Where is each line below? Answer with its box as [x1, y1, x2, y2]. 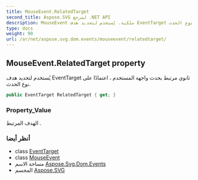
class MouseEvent [14, 154, 60, 161]
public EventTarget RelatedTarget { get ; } [6, 91, 116, 98]
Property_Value [6, 106, 52, 114]
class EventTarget [14, 148, 59, 155]
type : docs [6, 25, 33, 31]
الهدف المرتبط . [6, 119, 42, 127]
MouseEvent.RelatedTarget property [6, 58, 146, 68]
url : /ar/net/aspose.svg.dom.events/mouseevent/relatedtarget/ [6, 36, 167, 42]
